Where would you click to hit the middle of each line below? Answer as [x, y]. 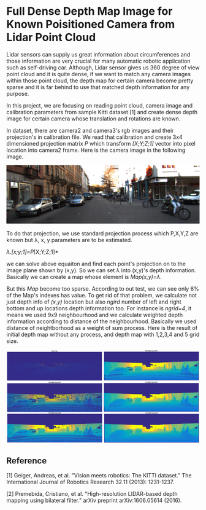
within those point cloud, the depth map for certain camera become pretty [100, 80]
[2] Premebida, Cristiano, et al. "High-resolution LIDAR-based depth [92, 493]
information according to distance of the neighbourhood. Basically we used [101, 321]
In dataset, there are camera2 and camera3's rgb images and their [90, 130]
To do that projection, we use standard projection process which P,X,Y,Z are [102, 233]
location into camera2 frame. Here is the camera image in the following [96, 150]
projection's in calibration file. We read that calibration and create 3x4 [94, 137]
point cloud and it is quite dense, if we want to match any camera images [99, 74]
